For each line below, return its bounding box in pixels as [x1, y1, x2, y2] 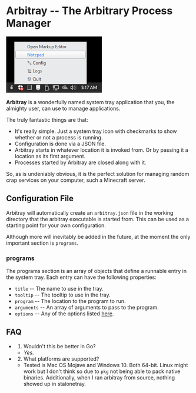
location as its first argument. [14, 152, 86, 159]
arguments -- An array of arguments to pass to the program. [14, 304, 159, 311]
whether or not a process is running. [14, 134, 103, 141]
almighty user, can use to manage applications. [6, 105, 121, 112]
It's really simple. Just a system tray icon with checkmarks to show [14, 128, 178, 135]
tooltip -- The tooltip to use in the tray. [14, 291, 111, 298]
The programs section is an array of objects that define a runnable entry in [6, 268, 187, 275]
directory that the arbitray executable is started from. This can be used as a [6, 215, 190, 222]
